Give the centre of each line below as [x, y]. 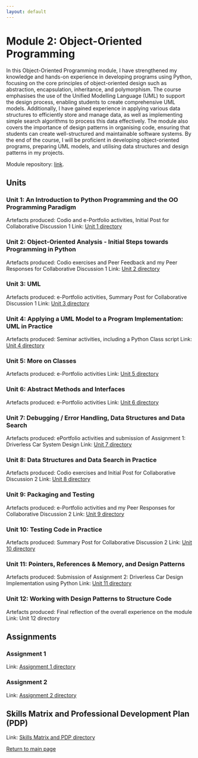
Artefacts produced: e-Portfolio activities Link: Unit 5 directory [82, 374]
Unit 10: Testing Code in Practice [54, 529]
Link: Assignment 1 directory [41, 667]
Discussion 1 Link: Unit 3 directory [48, 303]
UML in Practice [29, 326]
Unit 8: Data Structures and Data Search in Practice [81, 460]
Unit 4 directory [25, 345]
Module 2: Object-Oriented [74, 41]
